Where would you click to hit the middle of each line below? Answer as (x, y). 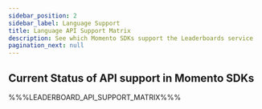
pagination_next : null (46, 46)
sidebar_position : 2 (43, 16)
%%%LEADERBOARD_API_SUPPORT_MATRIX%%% (95, 97)
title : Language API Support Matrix (70, 30)
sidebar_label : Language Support (64, 23)
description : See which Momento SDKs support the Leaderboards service (131, 38)
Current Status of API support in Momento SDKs (131, 78)
